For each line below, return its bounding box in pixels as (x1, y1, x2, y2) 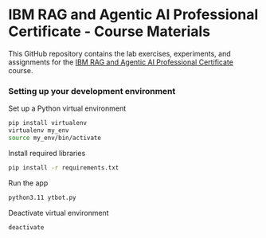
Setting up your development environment (8, 85, 176, 96)
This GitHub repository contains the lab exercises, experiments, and (8, 49, 231, 58)
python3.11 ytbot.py (8, 193, 77, 201)
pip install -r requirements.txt (8, 163, 119, 172)
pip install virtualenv (8, 119, 88, 127)
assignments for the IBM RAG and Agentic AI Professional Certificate (8, 57, 233, 67)
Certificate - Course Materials (8, 22, 211, 41)
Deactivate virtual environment (8, 208, 109, 217)
